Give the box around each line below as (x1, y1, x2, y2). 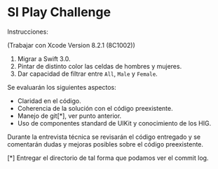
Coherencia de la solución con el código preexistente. (17, 104, 173, 112)
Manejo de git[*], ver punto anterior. (17, 111, 122, 120)
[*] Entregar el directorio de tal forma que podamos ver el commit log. (7, 154, 209, 162)
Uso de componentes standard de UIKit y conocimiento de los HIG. (17, 119, 212, 127)
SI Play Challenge (7, 4, 111, 20)
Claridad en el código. (17, 96, 82, 105)
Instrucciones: (7, 27, 49, 36)
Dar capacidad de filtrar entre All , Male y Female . (17, 69, 158, 78)
